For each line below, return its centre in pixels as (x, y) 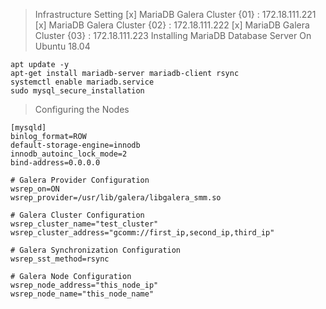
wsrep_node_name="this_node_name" (82, 294)
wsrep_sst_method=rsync (60, 259)
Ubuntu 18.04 (62, 46)
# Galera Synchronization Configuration (96, 250)
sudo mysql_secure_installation (77, 91)
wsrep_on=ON (35, 189)
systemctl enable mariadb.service (82, 82)
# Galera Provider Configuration (80, 180)
